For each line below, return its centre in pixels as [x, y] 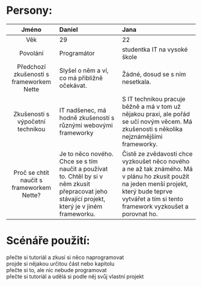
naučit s [32, 180]
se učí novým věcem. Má [157, 121]
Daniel [69, 29]
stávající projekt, [82, 199]
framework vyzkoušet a [155, 206]
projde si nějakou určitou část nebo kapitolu [60, 263]
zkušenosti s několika [152, 129]
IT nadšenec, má [83, 110]
